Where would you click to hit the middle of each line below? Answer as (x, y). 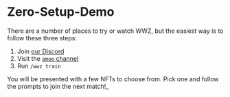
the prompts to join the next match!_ (58, 86)
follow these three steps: (42, 38)
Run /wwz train (39, 66)
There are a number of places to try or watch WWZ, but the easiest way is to (115, 31)
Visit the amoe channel (48, 58)
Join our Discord (41, 51)
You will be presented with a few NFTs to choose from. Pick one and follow (113, 79)
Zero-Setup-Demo (61, 12)
